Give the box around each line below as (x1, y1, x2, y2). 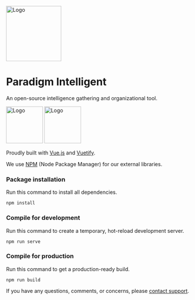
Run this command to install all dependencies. (6, 189, 117, 196)
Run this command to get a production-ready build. (6, 265, 130, 272)
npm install (6, 200, 35, 206)
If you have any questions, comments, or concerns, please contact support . (6, 287, 190, 294)
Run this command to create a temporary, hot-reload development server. (6, 227, 184, 234)
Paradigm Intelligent (6, 75, 107, 88)
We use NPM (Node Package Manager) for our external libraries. (6, 160, 163, 167)
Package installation (6, 175, 66, 183)
